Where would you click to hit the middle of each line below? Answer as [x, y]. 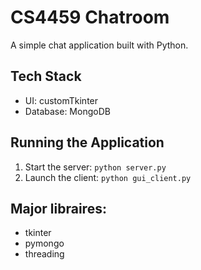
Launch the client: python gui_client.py [108, 177]
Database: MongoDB [67, 111]
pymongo [44, 243]
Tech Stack [46, 76]
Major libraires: [58, 208]
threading [44, 254]
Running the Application [87, 142]
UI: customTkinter [61, 100]
